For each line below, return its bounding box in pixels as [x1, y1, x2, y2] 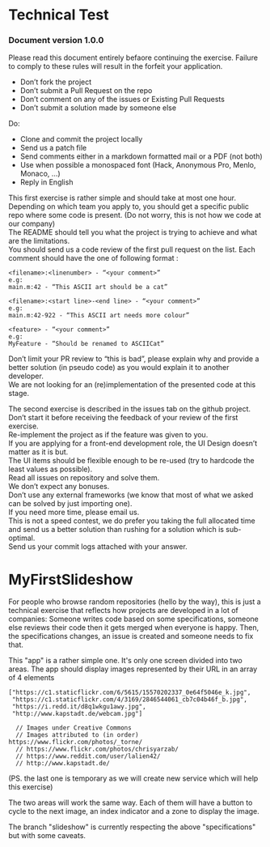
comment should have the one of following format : [8, 253, 179, 263]
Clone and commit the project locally [19, 134, 143, 144]
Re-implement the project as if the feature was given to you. [8, 430, 209, 440]
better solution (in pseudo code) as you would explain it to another [8, 363, 230, 372]
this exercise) [8, 782, 53, 792]
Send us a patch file [19, 143, 87, 153]
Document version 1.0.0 [8, 35, 104, 46]
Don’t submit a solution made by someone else [19, 103, 176, 113]
